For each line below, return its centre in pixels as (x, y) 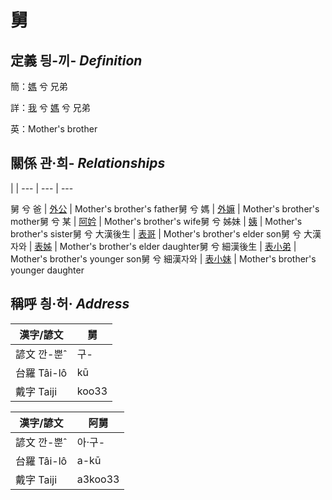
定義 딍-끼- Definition (76, 60)
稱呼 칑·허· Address (70, 304)
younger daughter (47, 270)
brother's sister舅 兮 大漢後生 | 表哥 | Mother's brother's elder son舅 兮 (156, 233)
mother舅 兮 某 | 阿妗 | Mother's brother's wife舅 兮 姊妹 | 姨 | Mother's (156, 221)
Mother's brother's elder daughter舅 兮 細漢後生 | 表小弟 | (178, 246)
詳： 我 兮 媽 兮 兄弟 (50, 107)
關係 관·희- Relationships (88, 163)
